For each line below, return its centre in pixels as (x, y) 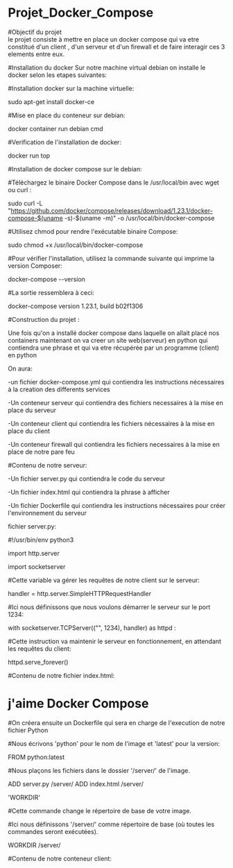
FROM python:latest (36, 757)
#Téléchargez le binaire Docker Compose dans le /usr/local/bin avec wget (113, 182)
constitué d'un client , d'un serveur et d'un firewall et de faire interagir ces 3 (116, 46)
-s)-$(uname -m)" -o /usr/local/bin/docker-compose (139, 218)
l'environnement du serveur (48, 513)
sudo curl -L (26, 203)
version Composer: (35, 266)
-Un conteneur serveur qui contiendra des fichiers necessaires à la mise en (116, 402)
